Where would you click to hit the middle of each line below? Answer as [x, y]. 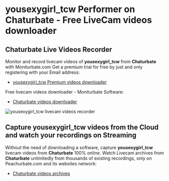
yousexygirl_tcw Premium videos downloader [60, 82]
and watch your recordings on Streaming [71, 135]
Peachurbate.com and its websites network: [51, 163]
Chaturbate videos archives [41, 173]
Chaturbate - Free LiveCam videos [79, 20]
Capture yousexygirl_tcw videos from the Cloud [82, 127]
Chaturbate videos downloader [45, 102]
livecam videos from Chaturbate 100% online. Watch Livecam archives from [84, 153]
